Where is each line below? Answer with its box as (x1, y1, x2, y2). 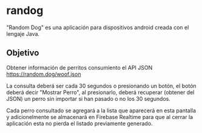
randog (6, 4, 44, 18)
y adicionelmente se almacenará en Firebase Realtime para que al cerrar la (6, 113, 193, 120)
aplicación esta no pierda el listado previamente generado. (6, 120, 153, 127)
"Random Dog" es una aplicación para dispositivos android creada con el (6, 24, 189, 31)
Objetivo (6, 48, 39, 58)
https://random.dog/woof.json (6, 70, 81, 78)
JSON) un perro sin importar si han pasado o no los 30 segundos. (6, 95, 171, 102)
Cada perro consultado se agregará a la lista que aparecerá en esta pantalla (6, 107, 196, 114)
